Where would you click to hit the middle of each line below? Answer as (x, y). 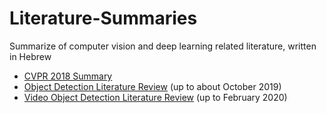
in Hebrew (30, 56)
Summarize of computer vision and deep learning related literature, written (163, 46)
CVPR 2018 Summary (68, 76)
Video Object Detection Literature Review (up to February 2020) (155, 97)
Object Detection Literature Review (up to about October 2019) (152, 86)
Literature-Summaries (103, 18)
